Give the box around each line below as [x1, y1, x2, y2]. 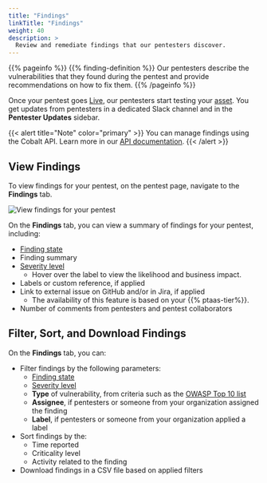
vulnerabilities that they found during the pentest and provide [8, 72, 210, 81]
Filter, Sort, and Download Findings [8, 327, 187, 340]
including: [8, 228, 41, 238]
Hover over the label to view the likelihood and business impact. [31, 269, 241, 279]
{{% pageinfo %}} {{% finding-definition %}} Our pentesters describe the [8, 63, 249, 73]
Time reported [31, 440, 80, 449]
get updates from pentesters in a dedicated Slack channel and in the [8, 105, 233, 114]
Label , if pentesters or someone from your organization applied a [31, 414, 246, 424]
